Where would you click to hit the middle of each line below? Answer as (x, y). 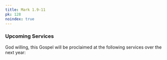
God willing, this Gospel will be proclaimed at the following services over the (83, 47)
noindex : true (20, 19)
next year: (15, 52)
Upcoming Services (29, 36)
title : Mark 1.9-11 (25, 10)
